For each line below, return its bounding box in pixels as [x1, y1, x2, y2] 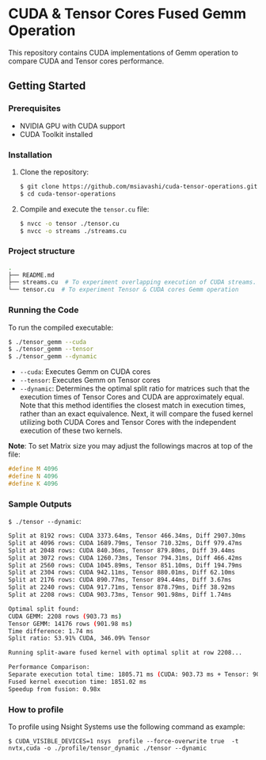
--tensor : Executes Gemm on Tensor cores [19, 376, 161, 385]
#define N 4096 [8, 472, 59, 480]
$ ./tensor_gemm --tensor [8, 346, 93, 353]
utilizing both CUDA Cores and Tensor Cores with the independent [19, 418, 237, 427]
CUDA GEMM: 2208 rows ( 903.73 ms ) [8, 612, 123, 621]
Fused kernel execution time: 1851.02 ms [8, 678, 147, 686]
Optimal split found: [8, 605, 80, 613]
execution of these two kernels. [19, 426, 123, 436]
